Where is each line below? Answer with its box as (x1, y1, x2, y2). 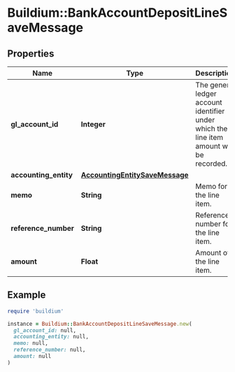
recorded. (195, 159, 228, 169)
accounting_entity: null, (13, 334, 90, 341)
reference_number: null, (13, 346, 86, 354)
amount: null (13, 353, 52, 360)
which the (195, 124, 228, 134)
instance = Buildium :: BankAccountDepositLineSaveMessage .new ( (7, 320, 192, 327)
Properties (7, 48, 55, 59)
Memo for (195, 182, 228, 191)
